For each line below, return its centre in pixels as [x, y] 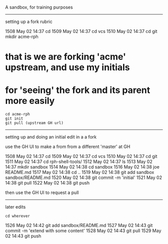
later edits [15, 207]
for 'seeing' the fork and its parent [78, 90]
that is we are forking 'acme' [66, 57]
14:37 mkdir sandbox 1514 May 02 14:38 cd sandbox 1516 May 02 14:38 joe [82, 167]
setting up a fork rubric [29, 21]
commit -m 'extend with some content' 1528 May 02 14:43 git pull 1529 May [83, 231]
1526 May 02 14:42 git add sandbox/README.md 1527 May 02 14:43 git [79, 225]
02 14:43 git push [23, 236]
